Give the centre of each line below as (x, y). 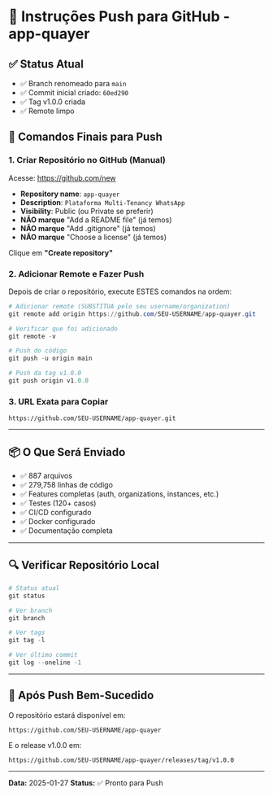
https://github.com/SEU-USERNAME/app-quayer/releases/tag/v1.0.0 (121, 760)
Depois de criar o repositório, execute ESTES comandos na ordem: (120, 291)
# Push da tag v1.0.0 (45, 374)
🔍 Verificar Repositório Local (84, 565)
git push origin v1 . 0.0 (49, 381)
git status (27, 596)
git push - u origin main (50, 359)
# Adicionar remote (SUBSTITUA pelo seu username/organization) (119, 306)
